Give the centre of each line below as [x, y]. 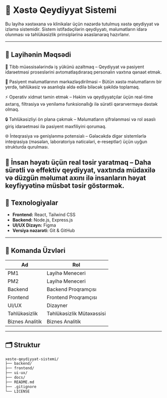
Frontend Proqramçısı [72, 297]
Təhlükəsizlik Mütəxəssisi [76, 314]
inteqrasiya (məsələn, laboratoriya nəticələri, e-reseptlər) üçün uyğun [76, 142]
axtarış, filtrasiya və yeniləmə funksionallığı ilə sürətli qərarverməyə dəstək [82, 104]
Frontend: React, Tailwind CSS [44, 214]
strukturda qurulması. [27, 147]
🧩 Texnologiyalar [32, 202]
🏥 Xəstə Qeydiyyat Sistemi [61, 10]
